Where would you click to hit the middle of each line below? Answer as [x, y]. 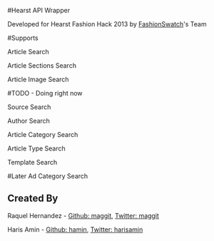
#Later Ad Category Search [48, 176]
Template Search [32, 162]
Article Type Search [36, 148]
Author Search [29, 121]
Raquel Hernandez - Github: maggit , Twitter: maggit [83, 215]
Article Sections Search [42, 66]
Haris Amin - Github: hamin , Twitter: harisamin [75, 229]
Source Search [29, 107]
